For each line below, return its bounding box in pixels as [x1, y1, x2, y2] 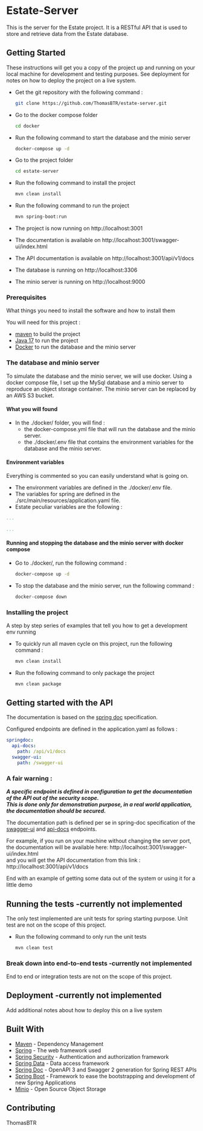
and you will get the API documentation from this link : [6, 856, 141, 864]
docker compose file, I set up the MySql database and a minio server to [6, 378, 184, 386]
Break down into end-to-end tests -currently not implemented [6, 959, 192, 967]
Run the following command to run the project [14, 202, 130, 209]
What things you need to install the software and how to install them [6, 307, 175, 314]
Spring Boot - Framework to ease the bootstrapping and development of [14, 1072, 195, 1079]
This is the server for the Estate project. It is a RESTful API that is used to [6, 24, 187, 31]
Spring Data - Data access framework [14, 1059, 110, 1067]
